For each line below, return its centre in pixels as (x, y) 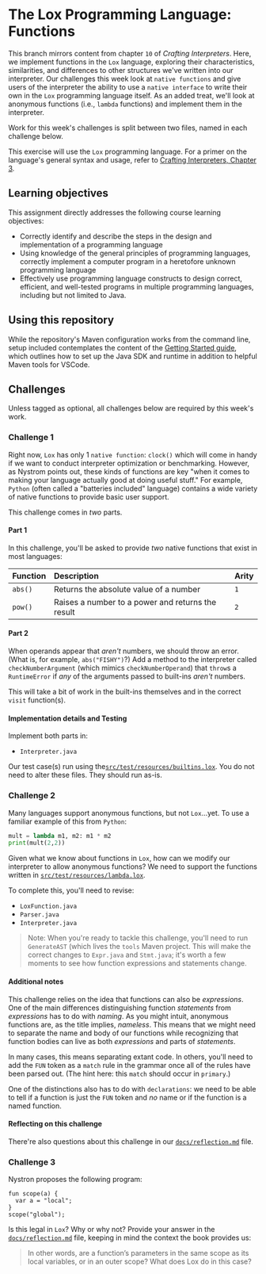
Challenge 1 (31, 438)
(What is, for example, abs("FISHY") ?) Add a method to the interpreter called (133, 660)
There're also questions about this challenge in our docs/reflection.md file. (131, 1141)
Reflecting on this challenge (55, 1124)
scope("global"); (37, 1215)
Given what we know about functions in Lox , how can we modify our (119, 859)
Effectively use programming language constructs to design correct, (131, 278)
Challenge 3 (32, 1161)
